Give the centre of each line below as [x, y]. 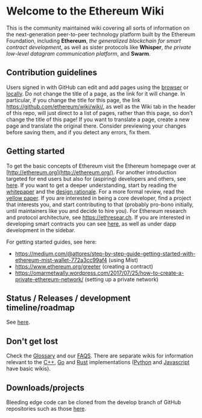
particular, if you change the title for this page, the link [73, 100]
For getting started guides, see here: [52, 242]
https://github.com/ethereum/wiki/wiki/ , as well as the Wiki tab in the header [101, 106]
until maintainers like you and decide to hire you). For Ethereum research [96, 211]
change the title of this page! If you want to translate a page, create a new [98, 119]
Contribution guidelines [52, 73]
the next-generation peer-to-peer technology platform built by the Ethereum [101, 34]
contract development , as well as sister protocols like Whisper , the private [99, 47]
